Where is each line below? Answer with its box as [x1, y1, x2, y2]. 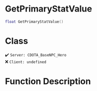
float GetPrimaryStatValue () [5, 19, 64, 24]
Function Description [5, 76, 91, 87]
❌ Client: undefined [5, 59, 47, 65]
